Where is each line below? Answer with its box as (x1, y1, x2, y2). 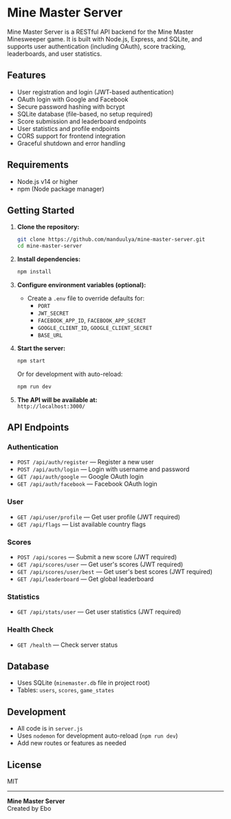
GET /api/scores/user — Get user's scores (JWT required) (16, 560, 184, 569)
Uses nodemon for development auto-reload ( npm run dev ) (16, 732, 179, 740)
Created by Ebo (7, 805, 52, 813)
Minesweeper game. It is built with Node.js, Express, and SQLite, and (7, 34, 203, 43)
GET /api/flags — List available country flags (16, 520, 146, 528)
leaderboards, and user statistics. (7, 50, 102, 58)
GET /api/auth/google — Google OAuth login (16, 473, 144, 481)
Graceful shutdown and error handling (16, 139, 126, 147)
